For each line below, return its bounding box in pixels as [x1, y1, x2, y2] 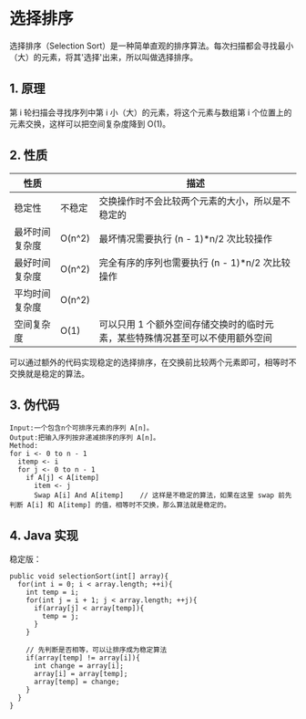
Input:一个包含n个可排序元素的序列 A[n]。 [9, 423, 154, 433]
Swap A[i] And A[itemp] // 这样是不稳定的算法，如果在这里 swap [33, 491, 275, 500]
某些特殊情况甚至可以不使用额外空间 [117, 331, 273, 344]
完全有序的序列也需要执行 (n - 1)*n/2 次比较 [98, 256, 291, 269]
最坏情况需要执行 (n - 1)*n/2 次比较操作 [98, 232, 273, 245]
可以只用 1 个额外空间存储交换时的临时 [98, 318, 266, 330]
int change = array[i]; [33, 662, 125, 671]
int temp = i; [25, 588, 79, 598]
